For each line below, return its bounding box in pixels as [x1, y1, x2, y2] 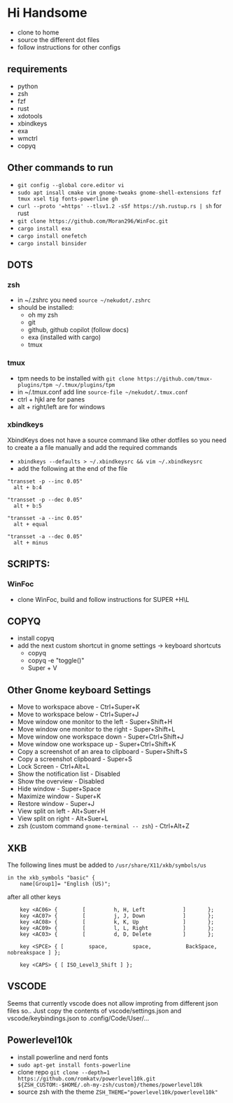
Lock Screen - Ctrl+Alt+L [17, 762, 90, 771]
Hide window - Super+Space [17, 785, 101, 793]
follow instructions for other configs [17, 43, 121, 51]
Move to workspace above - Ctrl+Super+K [17, 703, 140, 711]
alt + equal [13, 521, 49, 528]
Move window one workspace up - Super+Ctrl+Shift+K [17, 740, 176, 748]
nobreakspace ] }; [7, 949, 61, 956]
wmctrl [17, 134, 38, 142]
